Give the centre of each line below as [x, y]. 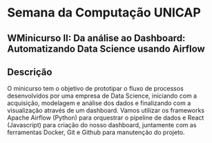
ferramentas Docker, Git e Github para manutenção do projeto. [96, 133]
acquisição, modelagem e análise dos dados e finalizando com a [99, 103]
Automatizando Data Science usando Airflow [106, 48]
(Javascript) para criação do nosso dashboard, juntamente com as [102, 125]
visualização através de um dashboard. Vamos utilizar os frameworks [106, 111]
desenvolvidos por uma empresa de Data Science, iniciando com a [102, 96]
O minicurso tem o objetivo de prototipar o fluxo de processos [96, 89]
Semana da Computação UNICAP [104, 13]
